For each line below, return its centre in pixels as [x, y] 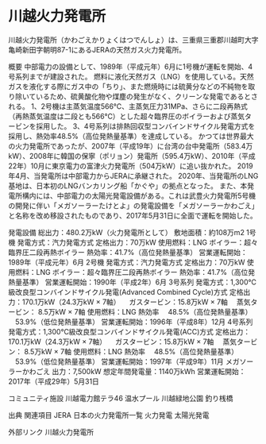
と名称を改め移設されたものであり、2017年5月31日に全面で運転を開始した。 [133, 215]
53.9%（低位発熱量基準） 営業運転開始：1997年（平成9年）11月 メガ [127, 361]
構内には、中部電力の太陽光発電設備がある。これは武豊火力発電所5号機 [139, 195]
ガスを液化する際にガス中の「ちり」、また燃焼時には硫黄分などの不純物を [128, 86]
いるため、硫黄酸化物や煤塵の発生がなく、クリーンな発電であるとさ [146, 96]
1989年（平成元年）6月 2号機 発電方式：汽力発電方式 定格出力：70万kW [127, 262]
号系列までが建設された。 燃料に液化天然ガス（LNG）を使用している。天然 [131, 76]
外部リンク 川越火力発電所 [51, 432]
